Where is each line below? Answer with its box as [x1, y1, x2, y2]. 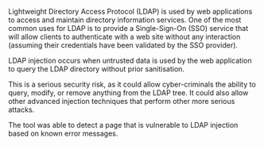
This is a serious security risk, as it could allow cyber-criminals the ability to [8, 79, 256, 89]
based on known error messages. [8, 129, 118, 138]
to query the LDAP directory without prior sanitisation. [8, 64, 185, 74]
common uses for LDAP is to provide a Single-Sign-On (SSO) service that [8, 24, 249, 33]
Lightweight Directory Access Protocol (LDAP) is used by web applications [8, 7, 253, 16]
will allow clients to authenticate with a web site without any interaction [8, 32, 241, 41]
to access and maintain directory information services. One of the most [8, 15, 242, 25]
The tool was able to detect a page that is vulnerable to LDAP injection [8, 121, 239, 129]
